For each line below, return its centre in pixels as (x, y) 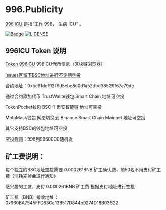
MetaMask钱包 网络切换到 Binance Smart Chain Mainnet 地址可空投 (75, 117)
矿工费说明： (25, 156)
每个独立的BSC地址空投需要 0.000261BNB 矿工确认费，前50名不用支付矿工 (83, 169)
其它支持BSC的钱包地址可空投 (36, 128)
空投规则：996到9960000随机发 (39, 139)
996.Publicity (34, 9)
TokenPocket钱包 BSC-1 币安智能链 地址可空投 (53, 107)
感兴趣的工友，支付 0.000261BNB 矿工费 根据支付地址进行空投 (70, 186)
